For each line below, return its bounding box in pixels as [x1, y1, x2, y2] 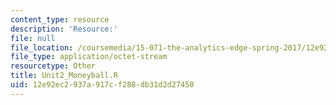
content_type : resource [10, 14, 110, 25]
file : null [10, 33, 56, 43]
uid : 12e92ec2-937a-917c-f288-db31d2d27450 [10, 80, 195, 90]
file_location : [10, 42, 74, 53]
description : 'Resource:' [10, 24, 118, 34]
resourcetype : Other [10, 61, 97, 71]
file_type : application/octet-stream [10, 52, 168, 62]
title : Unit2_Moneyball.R [10, 71, 118, 81]
